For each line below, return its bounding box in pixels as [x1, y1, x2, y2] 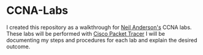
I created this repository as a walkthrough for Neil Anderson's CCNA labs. [6, 24, 192, 31]
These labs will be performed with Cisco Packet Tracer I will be [6, 30, 165, 37]
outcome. [6, 43, 31, 50]
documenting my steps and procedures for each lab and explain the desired [6, 36, 197, 44]
